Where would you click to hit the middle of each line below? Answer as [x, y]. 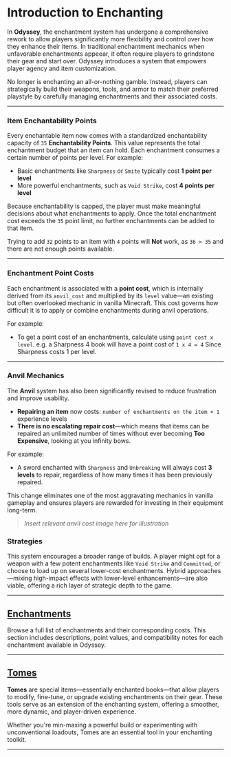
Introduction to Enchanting [85, 13]
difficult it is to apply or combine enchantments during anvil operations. [108, 310]
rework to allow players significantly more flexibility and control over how [111, 39]
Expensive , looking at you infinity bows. [74, 440]
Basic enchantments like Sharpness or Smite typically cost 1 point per [114, 171]
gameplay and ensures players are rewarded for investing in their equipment [115, 502]
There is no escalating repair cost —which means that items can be [113, 426]
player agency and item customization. [62, 68]
